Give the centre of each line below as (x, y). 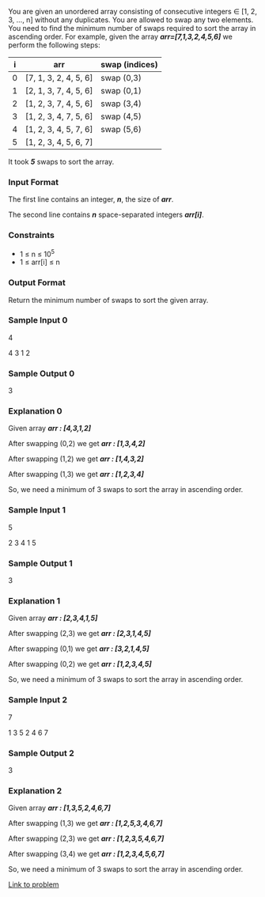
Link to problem (34, 884)
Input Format (34, 182)
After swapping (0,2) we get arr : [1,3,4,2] (77, 444)
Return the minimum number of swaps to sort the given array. (108, 300)
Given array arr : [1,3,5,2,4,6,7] (59, 808)
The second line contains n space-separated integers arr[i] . (106, 215)
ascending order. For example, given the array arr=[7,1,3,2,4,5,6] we (121, 36)
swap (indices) (129, 64)
